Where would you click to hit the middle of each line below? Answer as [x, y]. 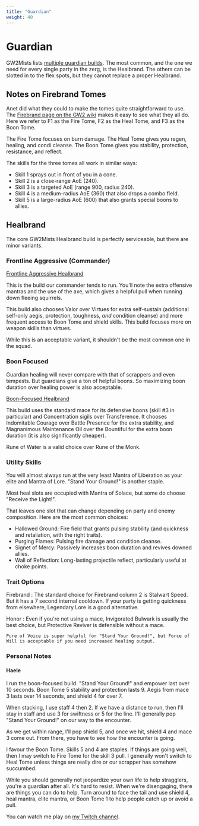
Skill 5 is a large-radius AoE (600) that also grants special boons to [96, 200]
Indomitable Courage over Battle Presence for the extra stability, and [90, 423]
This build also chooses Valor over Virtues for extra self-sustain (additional [97, 309]
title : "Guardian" [29, 12]
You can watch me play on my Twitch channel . [63, 816]
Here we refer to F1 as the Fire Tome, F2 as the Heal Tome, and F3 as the [95, 121]
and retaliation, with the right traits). [59, 534]
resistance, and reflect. [34, 151]
